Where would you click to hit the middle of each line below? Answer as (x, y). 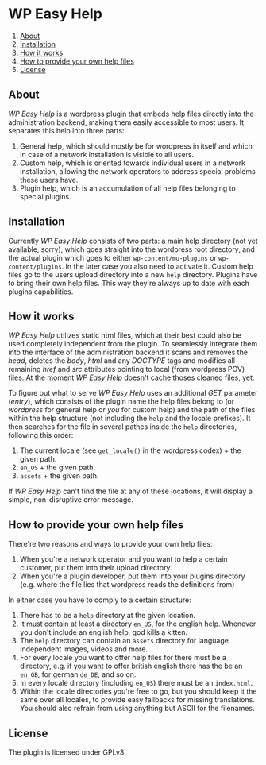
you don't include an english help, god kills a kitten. (104, 632)
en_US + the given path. (58, 467)
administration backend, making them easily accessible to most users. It (126, 122)
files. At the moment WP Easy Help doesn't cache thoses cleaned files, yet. (131, 377)
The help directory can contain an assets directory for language (124, 641)
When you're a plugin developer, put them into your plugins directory (132, 576)
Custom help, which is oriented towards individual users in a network (133, 163)
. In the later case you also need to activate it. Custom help (158, 266)
